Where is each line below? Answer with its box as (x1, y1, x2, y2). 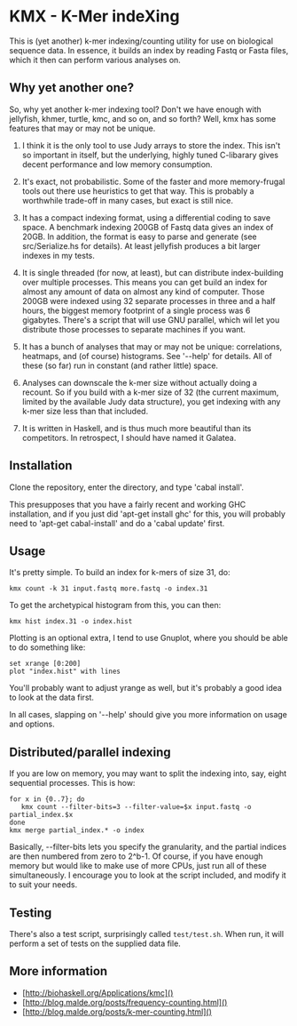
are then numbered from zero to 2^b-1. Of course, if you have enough (9, 851, 263, 862)
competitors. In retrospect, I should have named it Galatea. (21, 432, 237, 443)
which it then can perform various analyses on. (9, 54, 182, 65)
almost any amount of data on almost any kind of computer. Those (21, 286, 265, 297)
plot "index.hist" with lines (9, 667, 121, 677)
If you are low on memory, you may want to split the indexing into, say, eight (9, 768, 287, 779)
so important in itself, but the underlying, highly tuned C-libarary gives (21, 149, 279, 160)
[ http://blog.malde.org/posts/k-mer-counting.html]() (21, 1006, 213, 1017)
